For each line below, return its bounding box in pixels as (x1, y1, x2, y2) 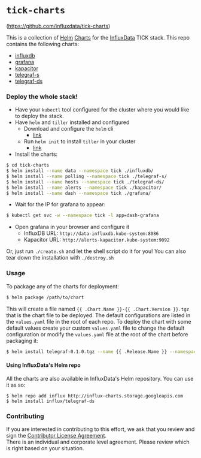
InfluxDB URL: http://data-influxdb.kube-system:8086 (23, 230, 159, 237)
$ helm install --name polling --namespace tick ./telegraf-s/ (6, 173, 167, 179)
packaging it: (6, 337, 38, 344)
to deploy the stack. (14, 113, 64, 120)
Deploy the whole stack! (6, 92, 78, 101)
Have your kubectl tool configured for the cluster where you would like (14, 106, 190, 113)
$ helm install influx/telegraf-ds (6, 398, 95, 404)
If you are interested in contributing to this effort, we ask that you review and (6, 425, 195, 433)
